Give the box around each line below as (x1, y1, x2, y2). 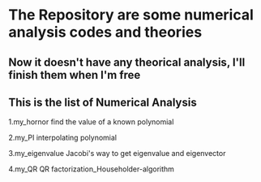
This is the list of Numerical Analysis (8, 95, 197, 109)
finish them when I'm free (8, 67, 141, 82)
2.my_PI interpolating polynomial (8, 132, 118, 143)
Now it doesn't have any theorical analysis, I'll (8, 55, 246, 69)
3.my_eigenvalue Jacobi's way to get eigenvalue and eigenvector (8, 149, 226, 158)
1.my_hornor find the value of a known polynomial (8, 117, 174, 127)
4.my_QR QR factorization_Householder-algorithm (8, 164, 174, 174)
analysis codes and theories (8, 23, 203, 41)
